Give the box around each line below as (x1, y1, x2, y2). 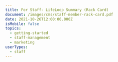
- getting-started (10, 30, 49, 35)
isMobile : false (5, 21, 39, 26)
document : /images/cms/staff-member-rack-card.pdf (5, 12, 113, 17)
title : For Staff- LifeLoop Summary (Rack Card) (5, 7, 109, 12)
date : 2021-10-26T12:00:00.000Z (5, 16, 73, 21)
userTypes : (5, 44, 28, 49)
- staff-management (10, 35, 51, 40)
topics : (5, 26, 22, 31)
